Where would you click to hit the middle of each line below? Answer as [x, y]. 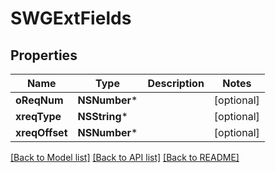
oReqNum [39, 100]
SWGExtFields [71, 18]
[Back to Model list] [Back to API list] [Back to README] [125, 157]
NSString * [102, 116]
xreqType [38, 116]
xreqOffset [41, 132]
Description [176, 83]
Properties [44, 55]
